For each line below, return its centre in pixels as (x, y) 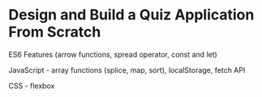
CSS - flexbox (32, 86)
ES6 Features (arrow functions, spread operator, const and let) (113, 54)
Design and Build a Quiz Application (131, 15)
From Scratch (55, 32)
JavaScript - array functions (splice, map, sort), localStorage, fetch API (127, 70)
